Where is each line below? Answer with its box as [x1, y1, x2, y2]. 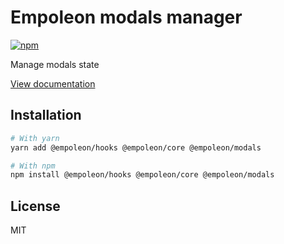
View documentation [10, 77, 96, 90]
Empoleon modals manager [10, 6, 243, 29]
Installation [10, 107, 82, 124]
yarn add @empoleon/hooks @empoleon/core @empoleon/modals [10, 142, 262, 153]
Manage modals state [10, 58, 100, 70]
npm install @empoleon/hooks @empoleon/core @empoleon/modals [10, 170, 275, 180]
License [10, 197, 61, 215]
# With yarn [10, 133, 60, 143]
